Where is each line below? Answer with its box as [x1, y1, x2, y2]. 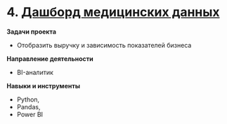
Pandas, [16, 102, 41, 111]
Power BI [16, 110, 44, 118]
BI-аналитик [16, 68, 54, 76]
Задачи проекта [6, 27, 57, 36]
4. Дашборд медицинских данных [6, 4, 220, 20]
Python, [16, 95, 40, 104]
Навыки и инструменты [6, 81, 80, 90]
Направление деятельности [6, 54, 93, 63]
